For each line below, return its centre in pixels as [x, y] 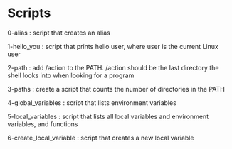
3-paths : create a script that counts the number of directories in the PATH [116, 89]
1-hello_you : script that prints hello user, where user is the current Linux [113, 46]
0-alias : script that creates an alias [59, 33]
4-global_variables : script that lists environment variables [92, 103]
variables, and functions [43, 124]
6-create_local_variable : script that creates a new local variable [101, 138]
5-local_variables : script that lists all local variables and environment [108, 116]
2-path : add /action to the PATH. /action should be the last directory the [113, 67]
